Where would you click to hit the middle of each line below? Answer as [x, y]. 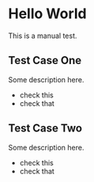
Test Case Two [45, 129]
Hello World [47, 14]
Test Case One [45, 61]
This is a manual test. [43, 36]
